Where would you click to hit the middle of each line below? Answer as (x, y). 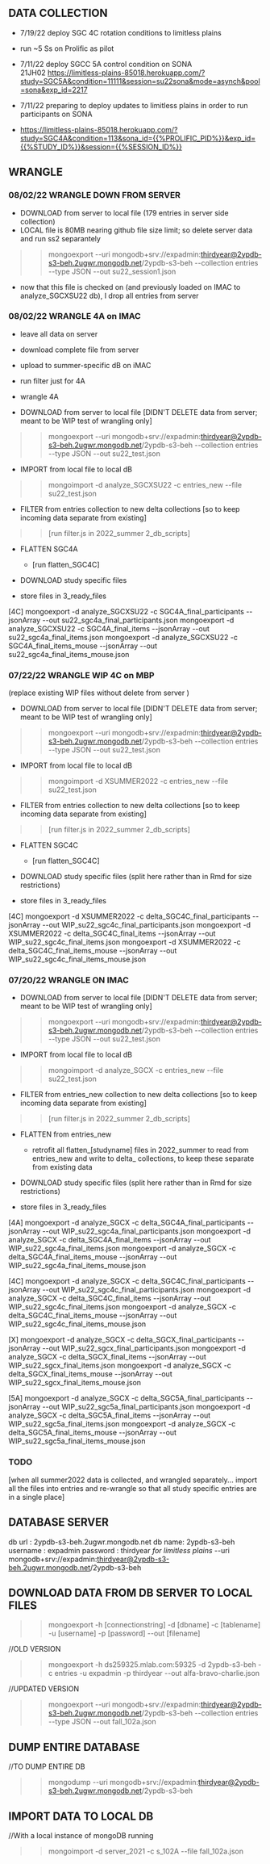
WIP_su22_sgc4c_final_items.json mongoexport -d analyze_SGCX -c (122, 1307)
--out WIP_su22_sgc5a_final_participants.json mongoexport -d (146, 1407)
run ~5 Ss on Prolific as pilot (67, 48)
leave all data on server (59, 333)
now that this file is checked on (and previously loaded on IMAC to (130, 287)
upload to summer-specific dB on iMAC (85, 365)
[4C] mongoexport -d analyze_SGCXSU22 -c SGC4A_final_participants (126, 611)
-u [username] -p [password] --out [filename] (124, 1633)
